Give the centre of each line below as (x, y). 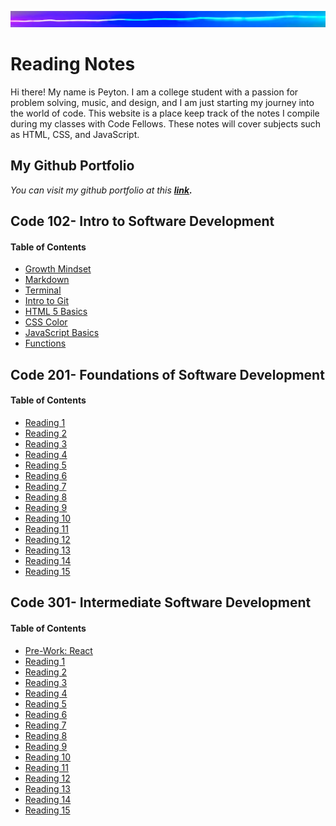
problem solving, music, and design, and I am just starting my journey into (162, 103)
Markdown (47, 280)
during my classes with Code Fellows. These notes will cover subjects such (166, 124)
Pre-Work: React (58, 650)
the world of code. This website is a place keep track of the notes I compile (165, 113)
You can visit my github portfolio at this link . (101, 190)
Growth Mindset (58, 269)
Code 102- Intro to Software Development (142, 221)
